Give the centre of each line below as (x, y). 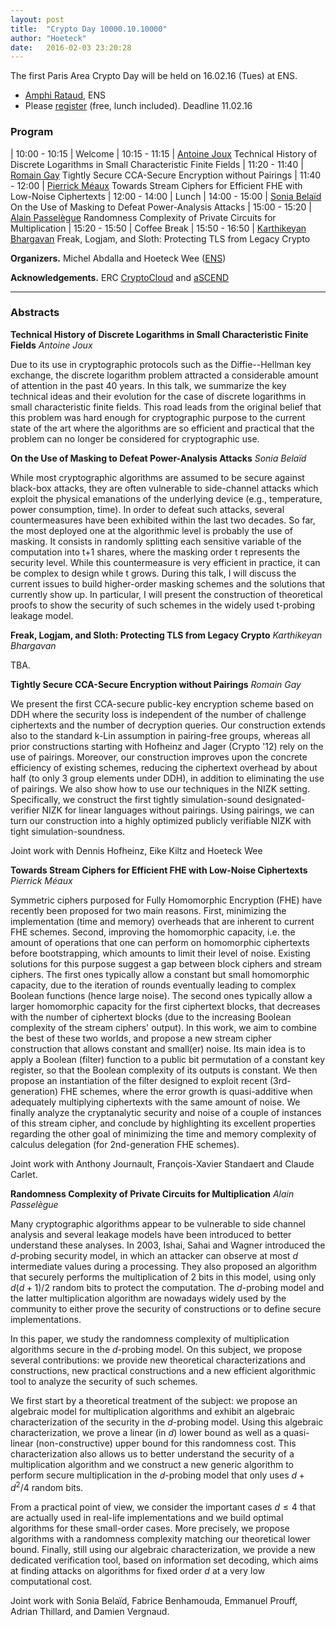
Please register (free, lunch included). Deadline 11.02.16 (138, 106)
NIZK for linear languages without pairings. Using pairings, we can (178, 810)
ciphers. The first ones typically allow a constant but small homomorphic (160, 974)
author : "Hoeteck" (48, 38)
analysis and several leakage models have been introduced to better (151, 1234)
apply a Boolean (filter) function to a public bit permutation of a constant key (168, 1059)
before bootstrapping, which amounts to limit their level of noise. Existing (160, 953)
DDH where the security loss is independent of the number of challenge (158, 714)
